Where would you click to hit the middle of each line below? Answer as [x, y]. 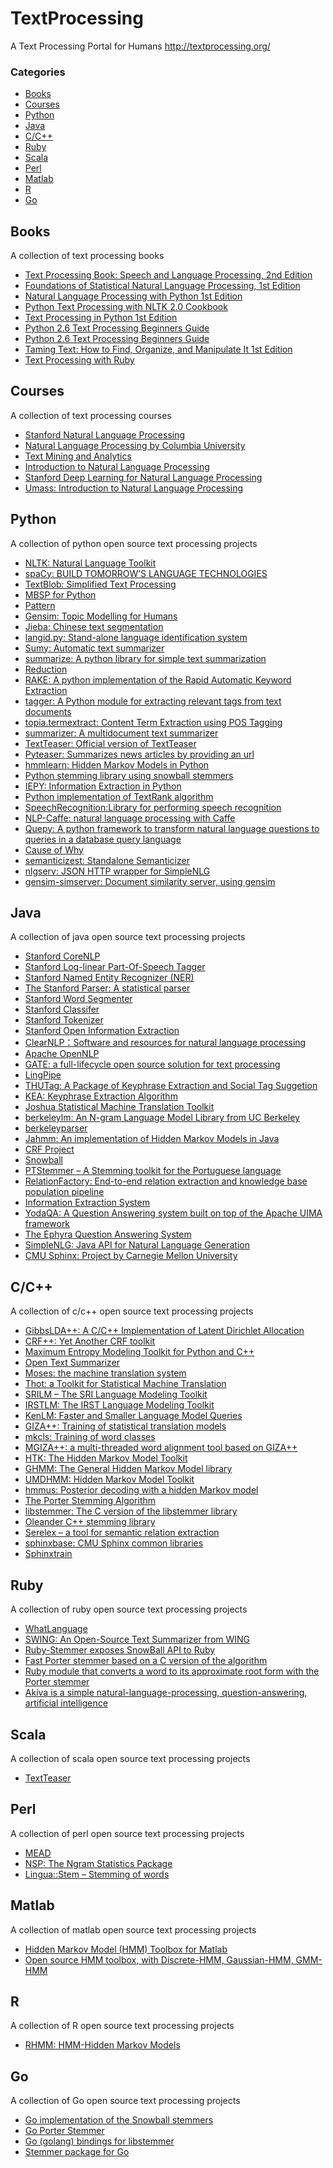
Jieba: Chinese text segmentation [94, 626]
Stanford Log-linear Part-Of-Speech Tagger [115, 967]
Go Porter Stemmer [64, 2131]
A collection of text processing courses [91, 415]
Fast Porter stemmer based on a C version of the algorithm [146, 1661]
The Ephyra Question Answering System [108, 1234]
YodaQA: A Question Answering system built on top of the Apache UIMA [173, 1213]
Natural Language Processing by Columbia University [135, 445]
